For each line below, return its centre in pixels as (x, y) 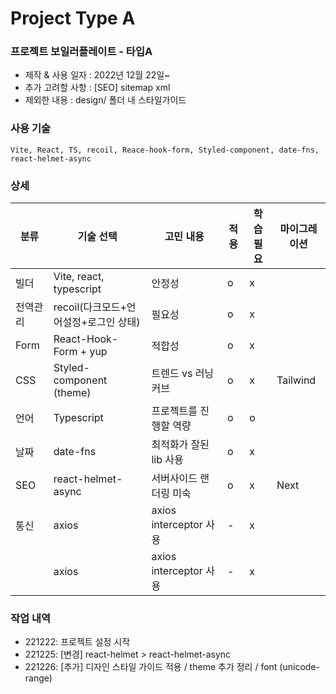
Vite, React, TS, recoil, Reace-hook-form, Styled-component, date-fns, (165, 150)
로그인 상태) (114, 322)
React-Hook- (86, 339)
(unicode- (299, 667)
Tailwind (296, 380)
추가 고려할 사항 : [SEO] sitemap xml (97, 88)
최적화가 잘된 (180, 445)
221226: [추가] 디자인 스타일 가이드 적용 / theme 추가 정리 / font (151, 667)
